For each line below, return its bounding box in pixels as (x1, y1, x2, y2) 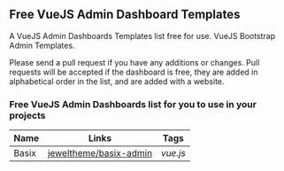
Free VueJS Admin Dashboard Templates (9, 7, 241, 22)
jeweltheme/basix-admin (47, 147, 153, 159)
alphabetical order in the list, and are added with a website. (9, 75, 225, 87)
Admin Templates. (9, 40, 75, 51)
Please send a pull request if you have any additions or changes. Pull (9, 57, 260, 67)
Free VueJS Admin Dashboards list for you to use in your (9, 97, 257, 110)
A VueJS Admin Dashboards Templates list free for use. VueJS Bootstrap (9, 30, 276, 41)
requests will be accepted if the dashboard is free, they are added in (9, 66, 258, 77)
